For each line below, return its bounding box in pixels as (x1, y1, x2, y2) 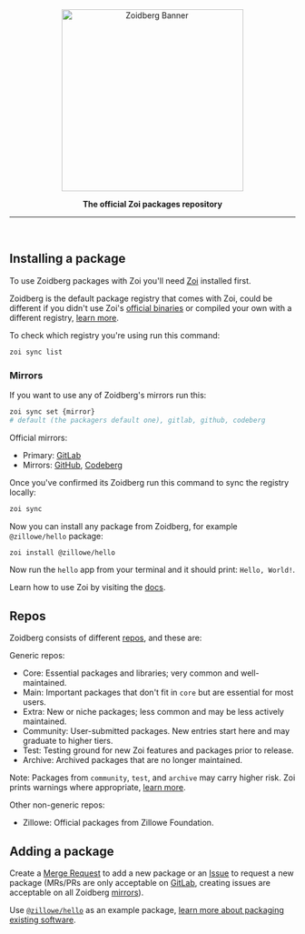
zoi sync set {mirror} (9, 407, 95, 417)
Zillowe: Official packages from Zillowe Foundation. (22, 818, 214, 829)
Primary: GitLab (22, 449, 82, 460)
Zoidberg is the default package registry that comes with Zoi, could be (9, 293, 273, 304)
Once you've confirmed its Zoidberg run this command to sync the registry (9, 477, 290, 487)
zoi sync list (9, 347, 64, 357)
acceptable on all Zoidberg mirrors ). (9, 887, 144, 899)
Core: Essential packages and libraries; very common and (22, 668, 239, 678)
